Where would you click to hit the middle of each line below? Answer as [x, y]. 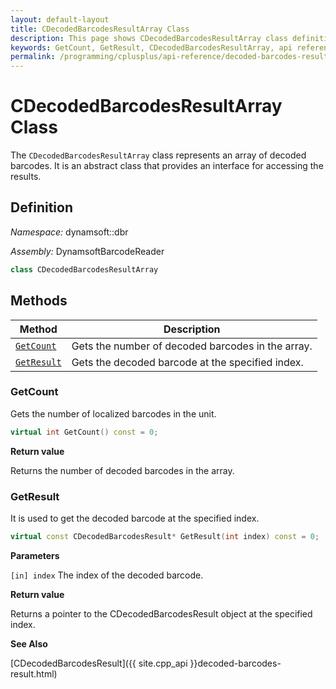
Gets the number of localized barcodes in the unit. [113, 413]
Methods [39, 301]
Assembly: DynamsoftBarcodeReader [87, 251]
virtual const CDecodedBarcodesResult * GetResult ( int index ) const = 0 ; [165, 537]
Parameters [35, 555]
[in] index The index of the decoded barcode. [107, 575]
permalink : [33, 57]
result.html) [34, 673]
